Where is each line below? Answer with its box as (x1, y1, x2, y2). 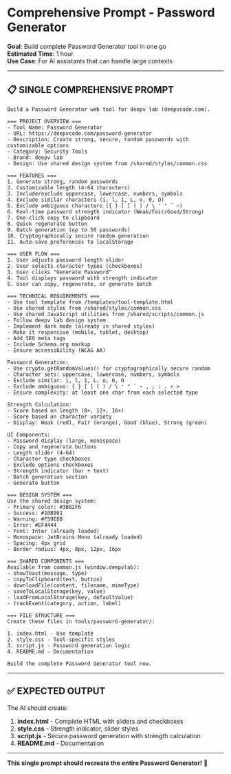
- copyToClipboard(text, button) (7, 576, 103, 583)
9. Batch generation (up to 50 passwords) (7, 226, 131, 233)
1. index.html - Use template (7, 630, 94, 637)
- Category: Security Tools (7, 148, 88, 155)
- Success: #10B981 (7, 510, 63, 516)
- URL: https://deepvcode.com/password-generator (7, 129, 153, 137)
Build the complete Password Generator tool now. (7, 660, 153, 667)
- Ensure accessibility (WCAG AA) (7, 346, 107, 354)
